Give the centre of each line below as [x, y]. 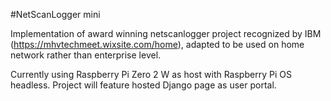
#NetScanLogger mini [55, 14]
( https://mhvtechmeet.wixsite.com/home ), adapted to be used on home [157, 44]
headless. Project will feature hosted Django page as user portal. [143, 85]
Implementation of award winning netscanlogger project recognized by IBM [166, 33]
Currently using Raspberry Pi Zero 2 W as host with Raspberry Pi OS [151, 74]
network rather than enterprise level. [86, 55]
